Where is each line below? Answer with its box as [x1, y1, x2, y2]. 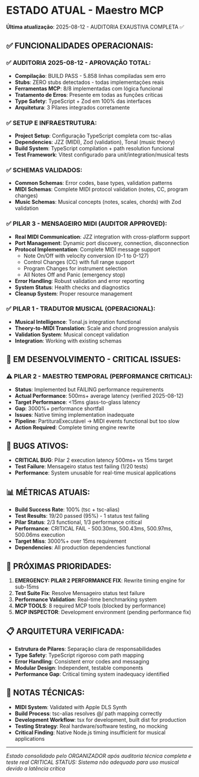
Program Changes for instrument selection [23, 265, 128, 272]
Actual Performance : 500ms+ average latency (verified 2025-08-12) [14, 392, 184, 399]
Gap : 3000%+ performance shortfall [14, 405, 105, 412]
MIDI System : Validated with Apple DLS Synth [14, 703, 127, 710]
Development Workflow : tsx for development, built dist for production [14, 716, 187, 723]
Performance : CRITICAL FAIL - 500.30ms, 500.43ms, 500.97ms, [14, 525, 173, 532]
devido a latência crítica [6, 765, 66, 772]
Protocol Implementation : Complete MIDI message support [14, 246, 161, 253]
